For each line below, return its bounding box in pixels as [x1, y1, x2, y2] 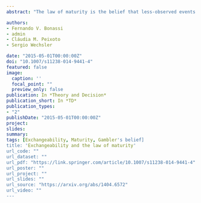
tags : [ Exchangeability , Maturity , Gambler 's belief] [6, 137, 145, 143]
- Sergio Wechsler [6, 42, 53, 48]
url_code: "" [6, 148, 39, 154]
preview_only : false [11, 87, 63, 93]
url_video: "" [6, 187, 42, 193]
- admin [6, 31, 26, 37]
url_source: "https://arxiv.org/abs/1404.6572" [6, 182, 129, 188]
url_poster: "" [6, 165, 45, 171]
